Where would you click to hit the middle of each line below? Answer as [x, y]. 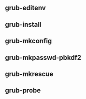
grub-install [23, 25]
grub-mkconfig [29, 41]
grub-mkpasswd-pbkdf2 [43, 58]
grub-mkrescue [29, 74]
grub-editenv [25, 8]
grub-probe [23, 91]
